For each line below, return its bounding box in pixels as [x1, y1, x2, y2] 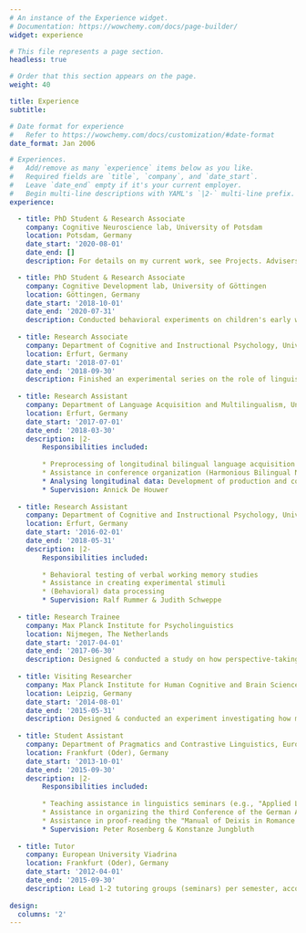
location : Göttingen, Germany [25, 289, 141, 299]
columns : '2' [17, 909, 67, 918]
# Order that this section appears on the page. [9, 72, 198, 81]
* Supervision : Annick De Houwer [42, 485, 169, 494]
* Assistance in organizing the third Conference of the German [42, 808, 291, 817]
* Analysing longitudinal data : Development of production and [42, 477, 287, 486]
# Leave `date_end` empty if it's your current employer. [9, 181, 243, 190]
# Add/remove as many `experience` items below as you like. [9, 163, 255, 173]
